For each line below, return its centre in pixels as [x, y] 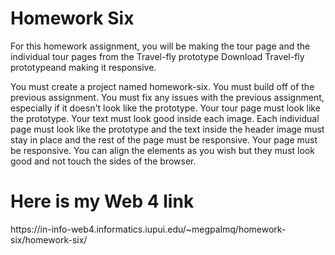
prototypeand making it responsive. [83, 67]
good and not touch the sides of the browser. [103, 161]
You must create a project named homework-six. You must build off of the [162, 86]
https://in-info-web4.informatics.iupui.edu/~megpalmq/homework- [148, 229]
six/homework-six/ [49, 239]
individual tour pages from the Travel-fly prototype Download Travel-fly [157, 56]
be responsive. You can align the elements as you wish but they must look [162, 150]
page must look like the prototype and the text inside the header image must [167, 129]
